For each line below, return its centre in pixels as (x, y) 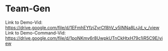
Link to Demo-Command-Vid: (36, 33)
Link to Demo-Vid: (24, 22)
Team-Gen (28, 9)
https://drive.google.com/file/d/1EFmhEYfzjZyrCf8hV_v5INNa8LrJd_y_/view (82, 27)
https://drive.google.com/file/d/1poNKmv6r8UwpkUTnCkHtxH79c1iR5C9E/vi (84, 38)
